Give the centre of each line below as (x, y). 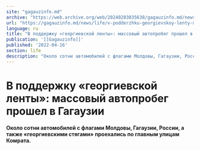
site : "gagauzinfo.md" (34, 12)
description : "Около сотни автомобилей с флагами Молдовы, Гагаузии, (94, 56)
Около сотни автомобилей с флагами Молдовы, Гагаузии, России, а (95, 128)
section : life (24, 51)
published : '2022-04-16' (37, 45)
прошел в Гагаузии (55, 111)
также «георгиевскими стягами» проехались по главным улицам (93, 134)
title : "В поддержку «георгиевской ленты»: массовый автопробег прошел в (100, 34)
